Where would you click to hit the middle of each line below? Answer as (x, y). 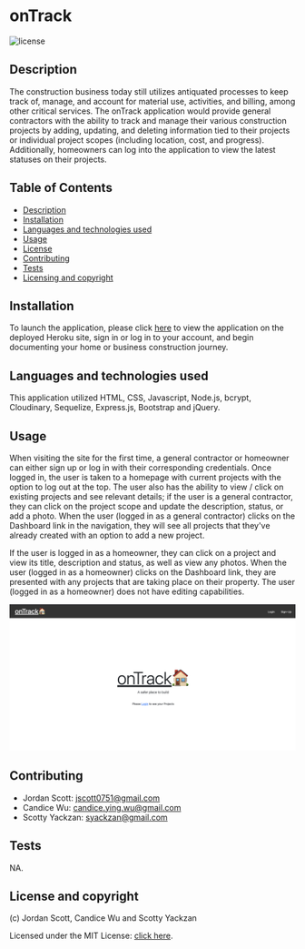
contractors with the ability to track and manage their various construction (148, 120)
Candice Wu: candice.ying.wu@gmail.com (102, 807)
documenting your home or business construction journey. (119, 348)
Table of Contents (61, 188)
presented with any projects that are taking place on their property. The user (152, 582)
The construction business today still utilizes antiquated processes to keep (149, 91)
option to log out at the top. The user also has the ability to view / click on (147, 487)
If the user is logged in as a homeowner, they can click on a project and (143, 553)
